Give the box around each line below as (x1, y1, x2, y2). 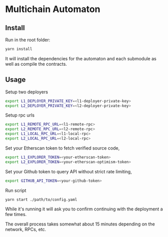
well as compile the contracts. (5, 61, 67, 67)
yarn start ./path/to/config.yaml (5, 197, 78, 202)
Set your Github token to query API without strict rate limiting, (5, 168, 132, 174)
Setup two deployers (5, 89, 49, 95)
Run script (5, 187, 27, 193)
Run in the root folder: (5, 37, 50, 43)
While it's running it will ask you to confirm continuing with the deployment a (5, 206, 163, 212)
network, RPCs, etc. (5, 226, 47, 232)
